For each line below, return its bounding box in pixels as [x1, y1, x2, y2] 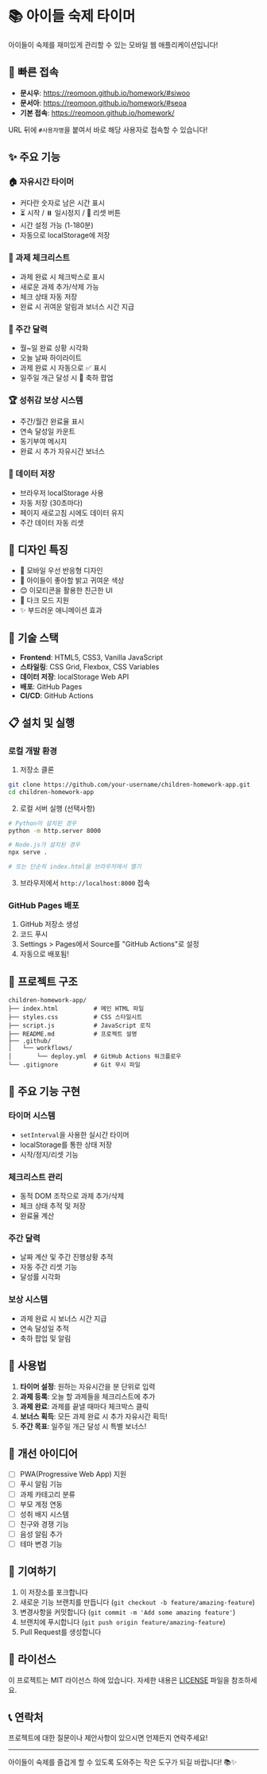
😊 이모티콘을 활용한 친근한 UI [19, 586, 113, 595]
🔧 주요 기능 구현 [8, 1084, 81, 1098]
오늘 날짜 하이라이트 [19, 353, 82, 362]
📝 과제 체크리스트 [8, 252, 70, 263]
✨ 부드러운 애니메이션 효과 [19, 606, 103, 615]
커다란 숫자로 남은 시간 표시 [19, 198, 106, 207]
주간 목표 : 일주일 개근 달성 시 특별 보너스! [19, 1421, 147, 1431]
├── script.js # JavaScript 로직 [8, 1022, 151, 1030]
